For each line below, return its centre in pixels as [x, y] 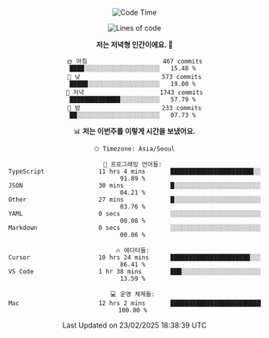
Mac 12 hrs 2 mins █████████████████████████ [134, 303]
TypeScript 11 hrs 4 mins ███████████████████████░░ [134, 171]
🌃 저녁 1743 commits [134, 93]
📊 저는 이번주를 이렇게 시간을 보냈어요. [134, 131]
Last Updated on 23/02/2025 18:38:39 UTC [134, 325]
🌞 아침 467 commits [134, 61]
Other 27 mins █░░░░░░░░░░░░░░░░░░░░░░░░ [134, 200]
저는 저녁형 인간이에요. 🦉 [134, 45]
